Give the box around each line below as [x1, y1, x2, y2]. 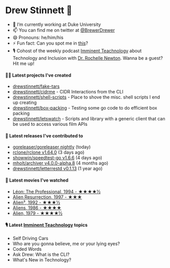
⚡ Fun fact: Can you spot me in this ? [12, 40, 88, 46]
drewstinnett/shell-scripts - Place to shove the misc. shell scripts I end [12, 94, 160, 100]
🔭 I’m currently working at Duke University [12, 21, 101, 27]
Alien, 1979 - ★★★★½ [12, 210, 62, 216]
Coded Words [12, 246, 42, 252]
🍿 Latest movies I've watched [5, 177, 69, 183]
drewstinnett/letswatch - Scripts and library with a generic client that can [12, 116, 165, 122]
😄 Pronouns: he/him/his [12, 34, 63, 40]
